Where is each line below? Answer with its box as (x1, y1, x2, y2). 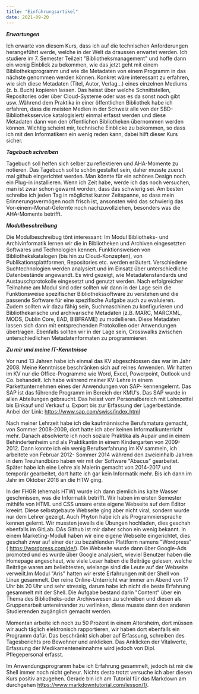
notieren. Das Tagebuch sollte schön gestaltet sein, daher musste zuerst (6, 166, 184, 173)
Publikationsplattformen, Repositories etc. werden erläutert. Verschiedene (6, 258, 187, 266)
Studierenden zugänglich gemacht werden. (6, 607, 112, 615)
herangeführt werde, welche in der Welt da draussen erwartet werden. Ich (6, 48, 188, 55)
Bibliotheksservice (6, 111, 52, 119)
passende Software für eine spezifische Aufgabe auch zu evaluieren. (6, 296, 175, 304)
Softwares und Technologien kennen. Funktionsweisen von (6, 246, 151, 253)
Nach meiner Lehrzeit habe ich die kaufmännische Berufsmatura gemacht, (6, 419, 188, 427)
